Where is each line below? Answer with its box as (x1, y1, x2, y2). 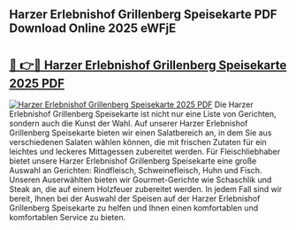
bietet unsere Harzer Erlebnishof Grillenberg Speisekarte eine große (9, 156, 257, 166)
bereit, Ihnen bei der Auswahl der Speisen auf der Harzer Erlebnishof (9, 194, 261, 203)
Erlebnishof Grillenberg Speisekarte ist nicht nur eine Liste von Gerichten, (9, 109, 277, 119)
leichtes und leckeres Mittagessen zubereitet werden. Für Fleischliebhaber (9, 146, 281, 157)
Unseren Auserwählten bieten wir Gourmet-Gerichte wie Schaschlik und (9, 174, 272, 185)
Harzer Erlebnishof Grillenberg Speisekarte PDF (9, 7, 277, 22)
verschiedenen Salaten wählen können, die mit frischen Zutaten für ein (9, 137, 267, 147)
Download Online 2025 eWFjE (9, 21, 177, 36)
